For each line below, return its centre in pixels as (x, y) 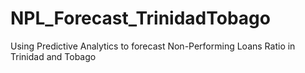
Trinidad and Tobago (53, 56)
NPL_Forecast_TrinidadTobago (140, 18)
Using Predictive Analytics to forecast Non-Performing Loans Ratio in (153, 46)
